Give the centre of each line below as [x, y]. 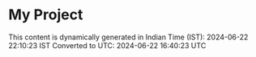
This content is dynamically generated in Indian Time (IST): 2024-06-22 [128, 37]
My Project [46, 15]
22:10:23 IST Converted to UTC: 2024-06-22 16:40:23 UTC [107, 45]
